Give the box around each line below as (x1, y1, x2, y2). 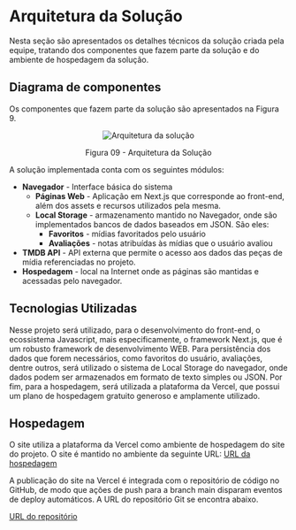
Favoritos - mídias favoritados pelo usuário (48, 228, 206, 239)
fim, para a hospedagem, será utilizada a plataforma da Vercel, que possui (9, 380, 280, 391)
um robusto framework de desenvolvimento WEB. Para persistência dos (9, 343, 271, 354)
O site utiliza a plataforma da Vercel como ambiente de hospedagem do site (9, 440, 285, 450)
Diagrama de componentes (9, 80, 162, 95)
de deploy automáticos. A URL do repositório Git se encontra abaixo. (9, 494, 259, 505)
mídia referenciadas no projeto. (21, 257, 136, 267)
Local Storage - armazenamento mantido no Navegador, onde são (34, 210, 277, 220)
